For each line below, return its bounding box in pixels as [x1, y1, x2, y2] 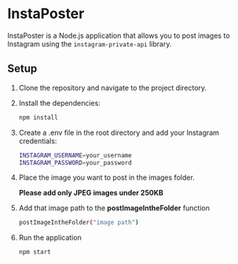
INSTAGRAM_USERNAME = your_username [18, 151, 132, 159]
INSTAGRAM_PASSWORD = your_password [18, 158, 132, 166]
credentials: [18, 136, 57, 146]
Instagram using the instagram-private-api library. [7, 39, 172, 48]
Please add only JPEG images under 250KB [18, 188, 164, 198]
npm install [18, 113, 58, 121]
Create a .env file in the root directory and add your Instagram [18, 128, 219, 137]
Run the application [18, 233, 82, 243]
